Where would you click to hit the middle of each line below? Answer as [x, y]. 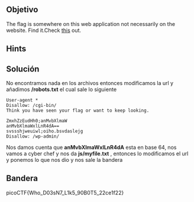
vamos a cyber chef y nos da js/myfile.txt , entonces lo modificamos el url [97, 154]
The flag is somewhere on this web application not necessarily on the [91, 24]
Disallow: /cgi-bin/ [32, 106]
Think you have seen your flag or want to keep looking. [78, 111]
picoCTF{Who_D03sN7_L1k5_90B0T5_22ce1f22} [65, 193]
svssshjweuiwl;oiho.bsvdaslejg [45, 131]
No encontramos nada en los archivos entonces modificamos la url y [90, 83]
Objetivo [22, 10]
